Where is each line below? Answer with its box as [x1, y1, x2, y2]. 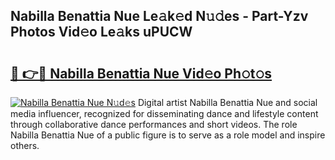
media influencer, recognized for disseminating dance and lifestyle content [10, 108, 319, 119]
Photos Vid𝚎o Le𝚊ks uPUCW [10, 24, 193, 41]
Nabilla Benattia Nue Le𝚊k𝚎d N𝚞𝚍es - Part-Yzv [10, 8, 309, 25]
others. [10, 140, 40, 151]
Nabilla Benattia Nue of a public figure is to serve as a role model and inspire [10, 129, 326, 141]
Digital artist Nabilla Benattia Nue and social [137, 97, 318, 108]
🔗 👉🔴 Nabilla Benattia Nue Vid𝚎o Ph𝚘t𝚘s [10, 65, 273, 82]
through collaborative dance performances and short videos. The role [10, 119, 298, 130]
